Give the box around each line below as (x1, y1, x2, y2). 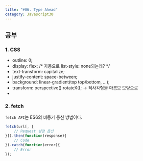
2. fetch (5, 103, 24, 109)
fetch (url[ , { (5, 124, 34, 129)
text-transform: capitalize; (12, 69, 65, 75)
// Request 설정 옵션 (14, 129, 54, 134)
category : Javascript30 (5, 12, 54, 17)
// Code (14, 138, 29, 143)
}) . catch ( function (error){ (5, 142, 60, 147)
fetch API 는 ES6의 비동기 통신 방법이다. (5, 114, 82, 120)
